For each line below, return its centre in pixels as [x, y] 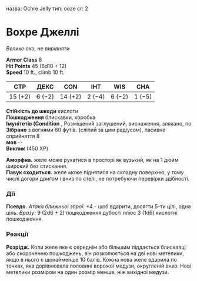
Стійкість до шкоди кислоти [42, 111]
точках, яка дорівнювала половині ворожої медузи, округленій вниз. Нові [99, 266]
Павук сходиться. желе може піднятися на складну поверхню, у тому [95, 172]
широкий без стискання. [37, 166]
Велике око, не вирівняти [38, 48]
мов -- [14, 142]
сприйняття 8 [23, 136]
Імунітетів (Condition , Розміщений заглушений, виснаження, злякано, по [99, 123]
